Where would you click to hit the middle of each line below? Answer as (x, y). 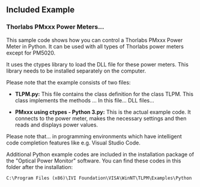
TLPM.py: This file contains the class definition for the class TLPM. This (104, 94)
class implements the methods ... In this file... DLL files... (84, 100)
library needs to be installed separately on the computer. (76, 71)
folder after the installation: (40, 167)
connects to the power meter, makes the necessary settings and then (101, 118)
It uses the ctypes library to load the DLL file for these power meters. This (98, 64)
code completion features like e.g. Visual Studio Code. (74, 143)
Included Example (41, 10)
